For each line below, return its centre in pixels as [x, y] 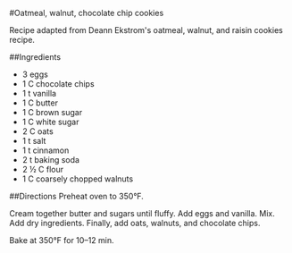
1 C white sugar [50, 122]
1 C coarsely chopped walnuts [78, 179]
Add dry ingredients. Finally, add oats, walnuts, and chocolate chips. [135, 223]
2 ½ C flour [43, 169]
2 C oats [38, 131]
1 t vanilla [39, 93]
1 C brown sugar [52, 112]
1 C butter [40, 103]
